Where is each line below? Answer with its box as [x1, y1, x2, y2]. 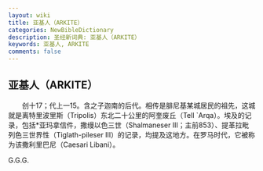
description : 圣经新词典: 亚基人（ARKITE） [8, 33, 141, 41]
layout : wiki [8, 11, 51, 20]
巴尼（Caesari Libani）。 [42, 140, 120, 149]
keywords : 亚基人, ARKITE [8, 41, 89, 48]
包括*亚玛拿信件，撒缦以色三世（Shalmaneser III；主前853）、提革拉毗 [21, 120, 250, 130]
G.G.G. [8, 155, 30, 165]
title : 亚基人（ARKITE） [8, 19, 84, 27]
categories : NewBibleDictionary [8, 26, 114, 34]
